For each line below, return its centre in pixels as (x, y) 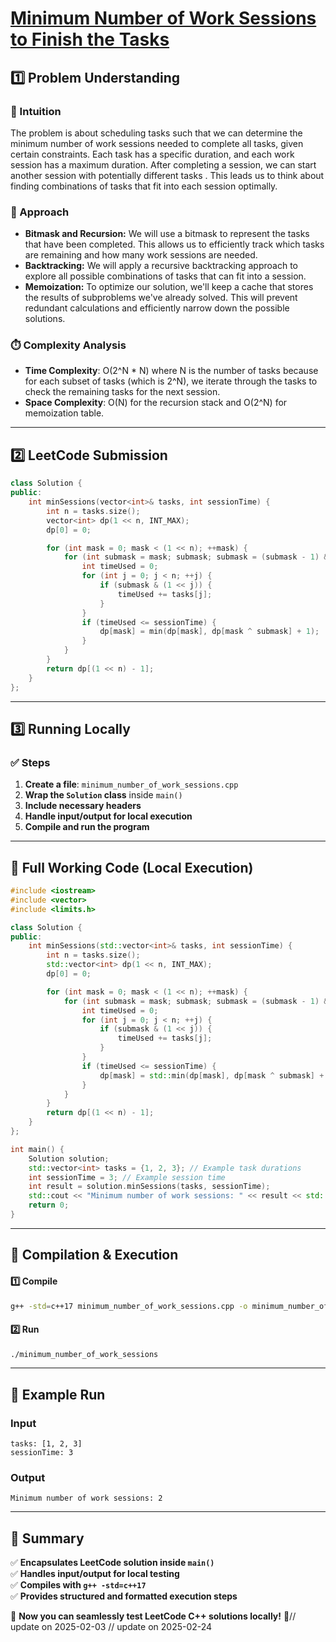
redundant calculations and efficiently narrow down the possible (157, 308)
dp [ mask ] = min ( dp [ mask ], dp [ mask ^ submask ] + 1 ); (209, 632)
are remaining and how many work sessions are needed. (141, 255)
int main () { (37, 1149)
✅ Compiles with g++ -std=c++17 (78, 1585)
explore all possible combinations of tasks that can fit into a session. (165, 276)
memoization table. (64, 413)
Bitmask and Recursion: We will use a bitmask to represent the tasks (167, 234)
